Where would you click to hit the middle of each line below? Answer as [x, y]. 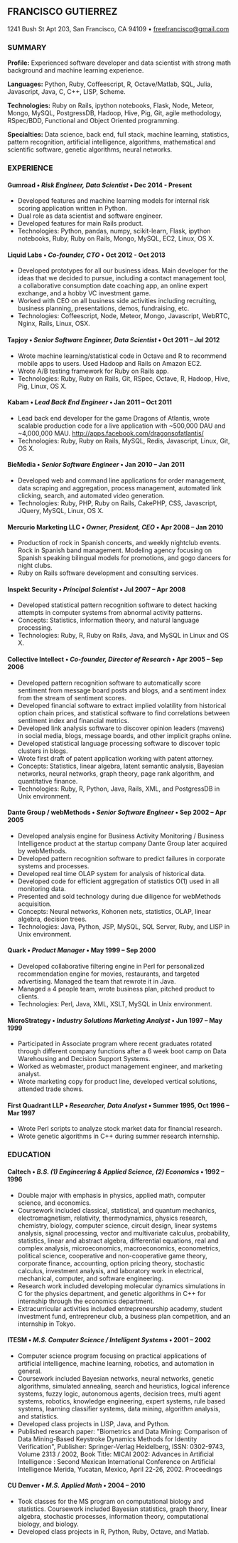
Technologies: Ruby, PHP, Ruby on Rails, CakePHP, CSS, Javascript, [117, 503]
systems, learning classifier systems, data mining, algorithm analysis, [119, 1408]
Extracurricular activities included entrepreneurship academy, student [120, 1308]
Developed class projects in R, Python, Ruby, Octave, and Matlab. [113, 1532]
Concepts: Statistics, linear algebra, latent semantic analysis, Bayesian [120, 766]
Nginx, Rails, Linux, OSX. [54, 324]
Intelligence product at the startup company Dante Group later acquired [122, 843]
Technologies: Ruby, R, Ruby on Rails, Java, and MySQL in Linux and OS [123, 636]
